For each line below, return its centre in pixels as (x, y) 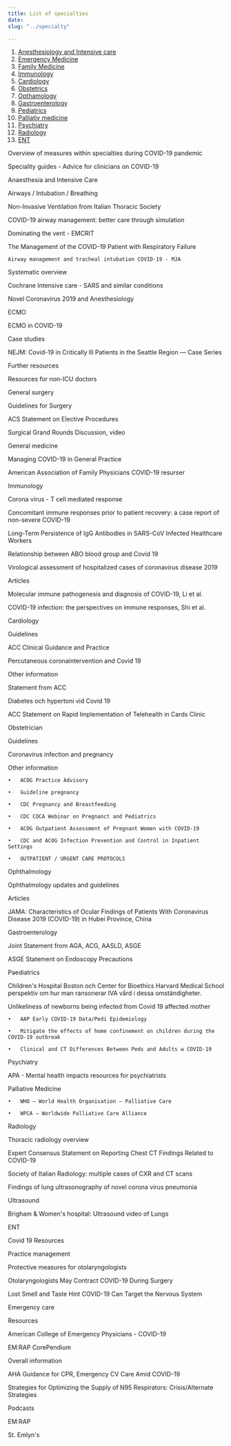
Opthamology (37, 96)
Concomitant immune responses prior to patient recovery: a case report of (114, 513)
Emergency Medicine (48, 59)
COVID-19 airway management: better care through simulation (96, 220)
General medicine (33, 446)
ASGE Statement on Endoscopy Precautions (70, 959)
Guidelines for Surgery (40, 406)
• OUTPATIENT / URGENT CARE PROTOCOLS (67, 859)
